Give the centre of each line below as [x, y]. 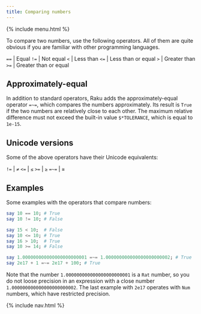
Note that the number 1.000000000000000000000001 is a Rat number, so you [98, 275]
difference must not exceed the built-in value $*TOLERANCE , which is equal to [100, 117]
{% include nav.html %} [35, 306]
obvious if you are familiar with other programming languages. [83, 47]
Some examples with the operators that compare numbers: [79, 203]
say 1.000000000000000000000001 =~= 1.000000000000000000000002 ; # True [99, 257]
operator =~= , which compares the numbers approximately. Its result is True [99, 105]
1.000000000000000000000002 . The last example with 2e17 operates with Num [98, 288]
